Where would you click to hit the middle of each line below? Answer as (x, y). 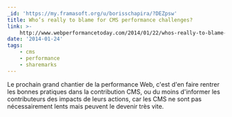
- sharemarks (38, 65)
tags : (15, 45)
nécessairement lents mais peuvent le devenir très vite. (86, 106)
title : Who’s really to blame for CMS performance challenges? (100, 20)
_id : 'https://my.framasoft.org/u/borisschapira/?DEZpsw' (92, 13)
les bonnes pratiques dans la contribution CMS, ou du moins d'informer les (114, 92)
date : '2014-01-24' (35, 39)
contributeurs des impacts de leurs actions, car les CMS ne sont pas (105, 99)
